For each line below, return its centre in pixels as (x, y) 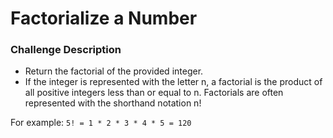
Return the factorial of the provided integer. (114, 71)
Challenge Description (66, 50)
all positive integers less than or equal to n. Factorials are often (154, 93)
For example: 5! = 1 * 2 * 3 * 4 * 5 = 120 (101, 123)
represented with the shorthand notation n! (113, 103)
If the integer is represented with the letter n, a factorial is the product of (173, 82)
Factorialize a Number (104, 18)
